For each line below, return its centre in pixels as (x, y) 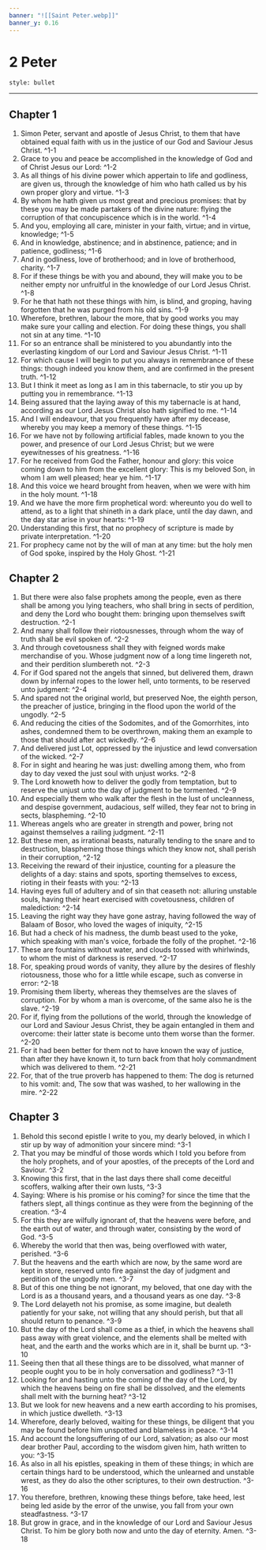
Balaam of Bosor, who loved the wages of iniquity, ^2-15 (112, 924)
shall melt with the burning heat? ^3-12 (83, 1396)
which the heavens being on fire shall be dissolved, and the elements (133, 1388)
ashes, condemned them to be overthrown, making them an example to (137, 732)
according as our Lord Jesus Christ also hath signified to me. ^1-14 (129, 411)
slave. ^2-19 (40, 1009)
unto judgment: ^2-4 (54, 690)
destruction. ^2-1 (48, 623)
